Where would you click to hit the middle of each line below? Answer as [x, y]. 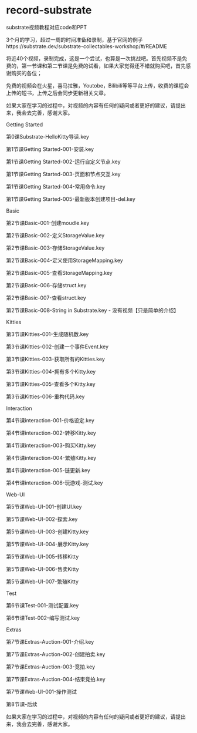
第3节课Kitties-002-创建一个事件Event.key [57, 347]
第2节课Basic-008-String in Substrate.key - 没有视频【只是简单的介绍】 [93, 310]
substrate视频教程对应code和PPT [46, 27]
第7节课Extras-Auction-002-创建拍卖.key [56, 654]
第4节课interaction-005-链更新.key [48, 470]
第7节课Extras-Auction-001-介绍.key [50, 641]
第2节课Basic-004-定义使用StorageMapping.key [64, 260]
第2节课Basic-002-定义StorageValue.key [55, 235]
